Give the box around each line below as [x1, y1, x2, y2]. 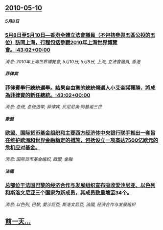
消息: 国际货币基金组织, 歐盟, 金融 [5, 156, 72, 162]
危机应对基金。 [5, 144, 41, 151]
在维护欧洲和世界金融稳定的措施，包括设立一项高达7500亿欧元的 [5, 137, 158, 144]
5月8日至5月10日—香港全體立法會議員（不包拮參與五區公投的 [5, 32, 151, 39]
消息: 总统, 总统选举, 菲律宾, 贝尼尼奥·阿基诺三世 [5, 104, 102, 110]
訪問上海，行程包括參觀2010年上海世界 [15, 39, 108, 46]
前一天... [5, 217, 31, 226]
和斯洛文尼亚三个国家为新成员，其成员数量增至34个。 [5, 189, 132, 196]
